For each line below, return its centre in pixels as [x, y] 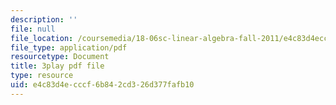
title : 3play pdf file [57, 66]
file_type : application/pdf [69, 47]
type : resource [42, 76]
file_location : [42, 38]
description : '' [44, 19]
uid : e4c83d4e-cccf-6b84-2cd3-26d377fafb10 [102, 85]
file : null [33, 29]
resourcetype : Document [60, 57]
